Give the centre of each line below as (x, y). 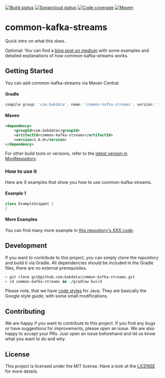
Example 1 (15, 193)
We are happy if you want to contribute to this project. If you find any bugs (80, 323)
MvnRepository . (21, 159)
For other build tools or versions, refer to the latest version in (66, 153)
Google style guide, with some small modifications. (57, 296)
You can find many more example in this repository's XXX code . (69, 230)
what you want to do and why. (36, 339)
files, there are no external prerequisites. (46, 268)
